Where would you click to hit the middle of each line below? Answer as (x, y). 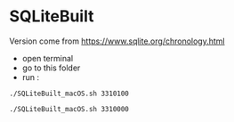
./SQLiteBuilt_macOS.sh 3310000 (69, 109)
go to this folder (51, 68)
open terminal (48, 58)
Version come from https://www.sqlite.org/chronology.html (117, 41)
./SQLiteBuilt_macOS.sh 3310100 (69, 94)
